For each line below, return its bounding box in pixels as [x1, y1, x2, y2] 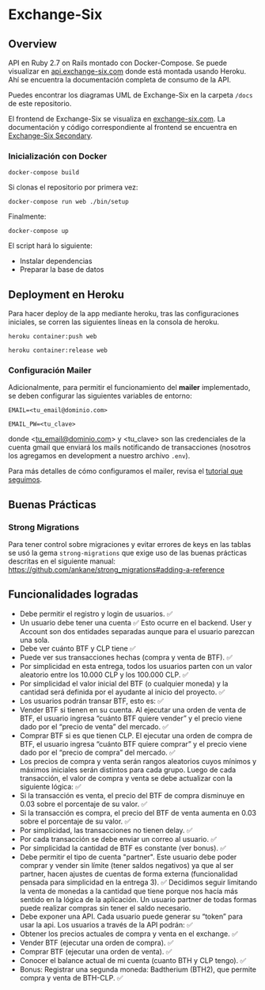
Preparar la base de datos [19, 265, 104, 274]
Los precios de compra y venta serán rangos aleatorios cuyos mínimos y [19, 756, 257, 766]
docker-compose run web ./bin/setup [8, 198, 129, 206]
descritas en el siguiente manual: [8, 556, 116, 566]
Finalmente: [8, 212, 47, 221]
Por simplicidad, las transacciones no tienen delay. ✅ [19, 825, 193, 835]
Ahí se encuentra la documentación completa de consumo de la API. [8, 75, 232, 84]
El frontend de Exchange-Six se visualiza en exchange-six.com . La [8, 114, 225, 124]
